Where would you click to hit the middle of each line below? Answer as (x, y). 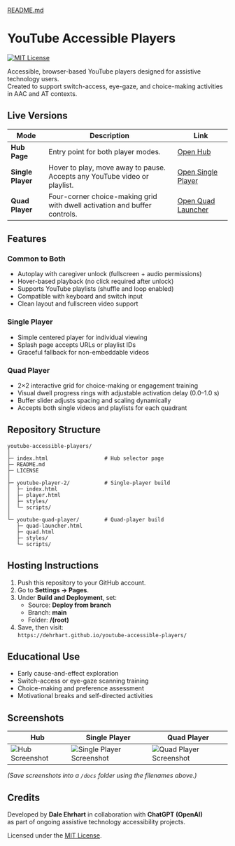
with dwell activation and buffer (100, 205)
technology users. (33, 79)
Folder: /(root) (48, 620)
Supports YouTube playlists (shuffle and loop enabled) (95, 289)
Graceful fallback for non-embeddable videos (83, 352)
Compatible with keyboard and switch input (80, 296)
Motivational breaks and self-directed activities (85, 696)
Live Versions (37, 116)
